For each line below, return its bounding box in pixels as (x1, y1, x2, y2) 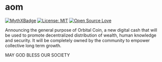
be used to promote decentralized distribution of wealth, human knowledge (5, 32, 157, 38)
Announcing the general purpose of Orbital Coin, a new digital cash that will (5, 27, 158, 33)
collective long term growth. (5, 42, 61, 48)
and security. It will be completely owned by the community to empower (5, 37, 150, 43)
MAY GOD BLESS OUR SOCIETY (5, 52, 70, 58)
